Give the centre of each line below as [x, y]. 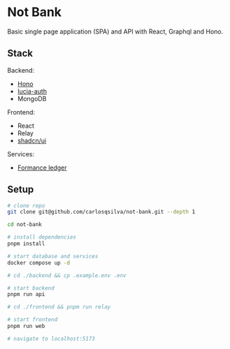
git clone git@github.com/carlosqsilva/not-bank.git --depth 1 [101, 212]
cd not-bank [24, 225]
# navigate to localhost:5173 [51, 339]
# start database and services [53, 256]
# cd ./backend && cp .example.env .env [67, 275]
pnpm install [26, 244]
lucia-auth [32, 91]
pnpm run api [26, 295]
